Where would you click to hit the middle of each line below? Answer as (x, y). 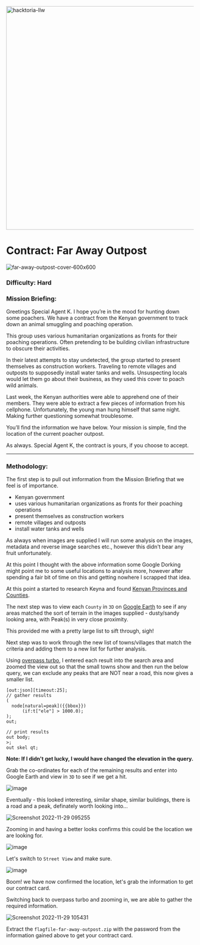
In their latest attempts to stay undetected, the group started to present (93, 360)
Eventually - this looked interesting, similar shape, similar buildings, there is (98, 800)
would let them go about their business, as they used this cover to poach (95, 379)
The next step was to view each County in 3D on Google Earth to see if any (96, 607)
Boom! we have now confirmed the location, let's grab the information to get (100, 882)
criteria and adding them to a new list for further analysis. (76, 649)
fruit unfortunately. (29, 553)
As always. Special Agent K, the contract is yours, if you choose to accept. (98, 445)
